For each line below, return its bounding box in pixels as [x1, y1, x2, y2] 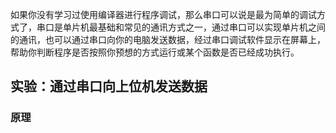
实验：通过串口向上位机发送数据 [10, 78, 208, 95]
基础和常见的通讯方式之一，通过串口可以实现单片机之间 [97, 21, 326, 33]
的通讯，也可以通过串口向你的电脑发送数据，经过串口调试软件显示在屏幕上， [10, 34, 326, 45]
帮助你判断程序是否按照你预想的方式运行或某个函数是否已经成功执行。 [10, 46, 300, 58]
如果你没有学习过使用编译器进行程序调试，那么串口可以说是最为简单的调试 [10, 9, 317, 20]
